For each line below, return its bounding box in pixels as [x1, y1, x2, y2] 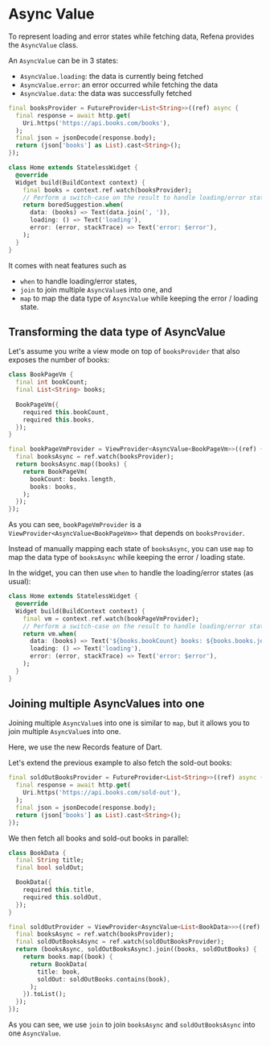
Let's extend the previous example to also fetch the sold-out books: [8, 758, 232, 768]
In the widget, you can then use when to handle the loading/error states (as [8, 568, 254, 578]
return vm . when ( [22, 629, 78, 637]
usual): [8, 577, 31, 587]
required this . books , [22, 416, 95, 424]
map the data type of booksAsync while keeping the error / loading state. [8, 553, 246, 562]
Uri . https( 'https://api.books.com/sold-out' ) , [22, 789, 182, 797]
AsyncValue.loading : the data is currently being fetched [19, 71, 203, 81]
